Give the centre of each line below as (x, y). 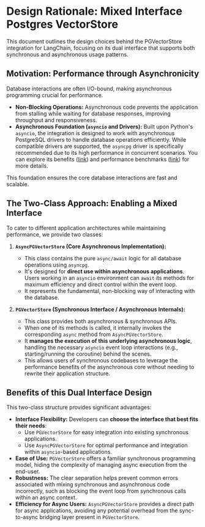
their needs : (31, 426)
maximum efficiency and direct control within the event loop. (101, 284)
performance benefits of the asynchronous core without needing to (109, 367)
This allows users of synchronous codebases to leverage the (101, 360)
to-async (27, 517)
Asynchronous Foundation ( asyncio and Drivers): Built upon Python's (104, 127)
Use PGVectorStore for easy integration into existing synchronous (106, 432)
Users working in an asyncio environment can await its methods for (109, 278)
